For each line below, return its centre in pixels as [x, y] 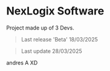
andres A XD [22, 63]
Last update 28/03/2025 [52, 51]
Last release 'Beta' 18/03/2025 [60, 39]
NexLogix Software [55, 11]
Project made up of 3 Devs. [40, 28]
